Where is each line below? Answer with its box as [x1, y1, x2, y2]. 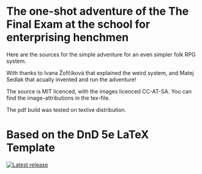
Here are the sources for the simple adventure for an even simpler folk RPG [6, 50, 196, 58]
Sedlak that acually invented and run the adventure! [6, 76, 137, 83]
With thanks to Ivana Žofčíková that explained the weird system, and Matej [6, 69, 194, 76]
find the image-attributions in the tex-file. [6, 94, 110, 101]
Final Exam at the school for [6, 17, 151, 31]
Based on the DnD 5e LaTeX [6, 128, 149, 142]
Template [6, 141, 55, 155]
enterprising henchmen [6, 31, 129, 44]
